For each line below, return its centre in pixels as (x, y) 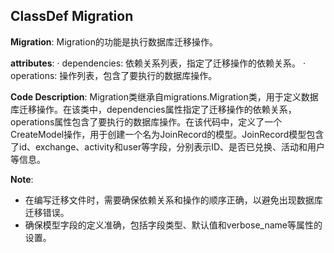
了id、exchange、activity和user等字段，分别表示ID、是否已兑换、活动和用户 (168, 146)
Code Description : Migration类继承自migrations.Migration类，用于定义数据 (164, 96)
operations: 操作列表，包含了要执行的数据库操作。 (114, 75)
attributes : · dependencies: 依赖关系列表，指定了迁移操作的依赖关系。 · (158, 63)
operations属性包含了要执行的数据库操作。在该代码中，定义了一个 (146, 121)
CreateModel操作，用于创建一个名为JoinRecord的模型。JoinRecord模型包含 (167, 134)
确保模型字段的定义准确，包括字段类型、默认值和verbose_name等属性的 (173, 225)
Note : (22, 179)
